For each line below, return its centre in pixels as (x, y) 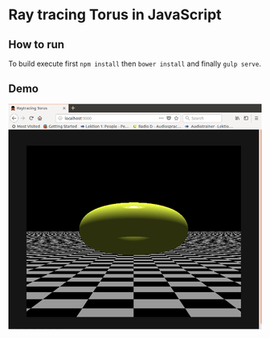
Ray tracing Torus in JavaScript (115, 15)
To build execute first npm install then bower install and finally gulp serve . (135, 63)
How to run (37, 45)
